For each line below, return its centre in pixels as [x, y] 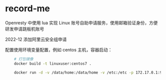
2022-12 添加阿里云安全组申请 [36, 39]
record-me [28, 9]
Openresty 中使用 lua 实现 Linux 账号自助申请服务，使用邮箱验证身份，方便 [82, 23]
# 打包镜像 [24, 59]
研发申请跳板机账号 [25, 29]
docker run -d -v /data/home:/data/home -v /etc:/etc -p [74, 72]
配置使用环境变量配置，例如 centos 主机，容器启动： [59, 50]
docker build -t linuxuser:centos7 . [53, 64]
